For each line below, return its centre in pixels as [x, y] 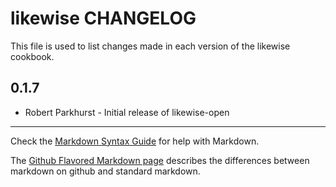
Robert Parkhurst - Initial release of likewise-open [127, 112]
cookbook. [32, 56]
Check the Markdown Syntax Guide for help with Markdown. [135, 141]
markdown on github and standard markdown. [105, 171]
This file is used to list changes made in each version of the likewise [150, 46]
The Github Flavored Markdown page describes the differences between [160, 160]
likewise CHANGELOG [103, 18]
